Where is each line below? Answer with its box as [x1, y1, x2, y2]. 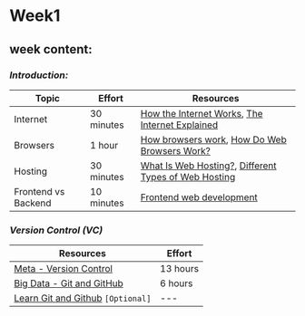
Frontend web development [140, 191, 259, 204]
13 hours [160, 263, 200, 275]
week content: [9, 42, 93, 57]
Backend [14, 196, 52, 209]
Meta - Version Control [14, 263, 113, 275]
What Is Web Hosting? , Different [140, 159, 277, 172]
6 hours [160, 277, 193, 290]
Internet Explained [140, 119, 219, 131]
